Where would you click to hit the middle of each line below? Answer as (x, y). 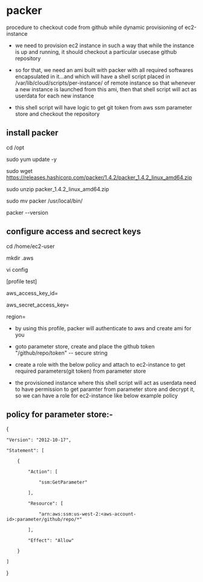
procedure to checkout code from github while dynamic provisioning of (95, 27)
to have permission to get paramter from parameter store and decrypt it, (105, 389)
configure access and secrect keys (74, 231)
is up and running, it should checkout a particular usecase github (96, 51)
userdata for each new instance (54, 96)
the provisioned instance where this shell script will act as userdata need (105, 382)
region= (16, 316)
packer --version (27, 212)
